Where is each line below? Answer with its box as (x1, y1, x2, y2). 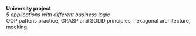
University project (6, 5, 52, 12)
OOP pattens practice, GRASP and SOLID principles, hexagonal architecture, (6, 17, 191, 24)
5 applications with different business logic (6, 11, 110, 18)
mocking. (6, 23, 29, 30)
